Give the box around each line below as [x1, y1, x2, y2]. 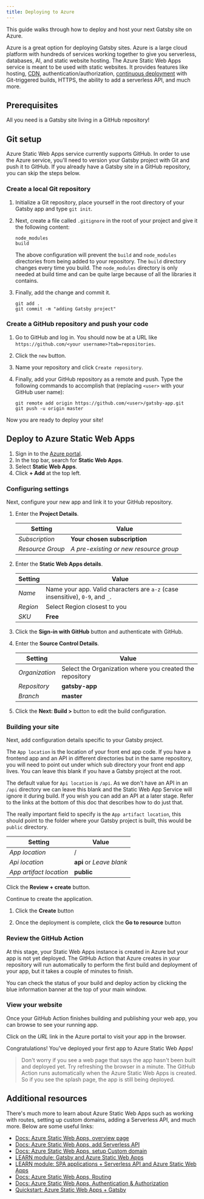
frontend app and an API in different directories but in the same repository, [6, 755, 192, 762]
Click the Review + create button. [6, 883, 91, 891]
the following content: [15, 223, 70, 231]
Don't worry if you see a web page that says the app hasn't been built [21, 1056, 196, 1063]
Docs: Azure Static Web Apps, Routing [15, 1173, 112, 1180]
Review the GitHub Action [6, 934, 84, 943]
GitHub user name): [15, 388, 64, 395]
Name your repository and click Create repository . [15, 363, 143, 371]
